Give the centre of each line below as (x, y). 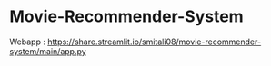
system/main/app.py (48, 51)
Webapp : (27, 42)
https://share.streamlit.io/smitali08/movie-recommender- (154, 42)
